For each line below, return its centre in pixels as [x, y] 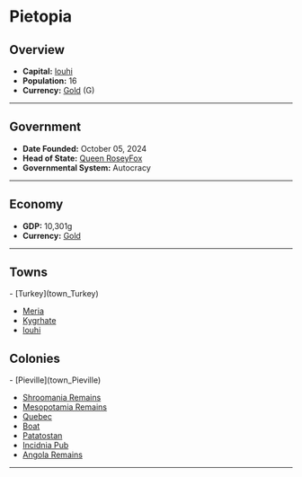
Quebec [37, 417]
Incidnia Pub [45, 446]
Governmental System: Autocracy [86, 167]
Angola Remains [53, 455]
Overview [37, 50]
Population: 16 [50, 81]
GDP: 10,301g [47, 225]
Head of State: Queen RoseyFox [82, 158]
